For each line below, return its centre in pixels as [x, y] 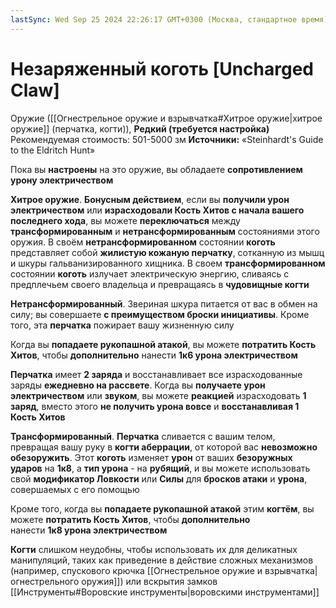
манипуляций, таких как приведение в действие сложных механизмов [162, 560]
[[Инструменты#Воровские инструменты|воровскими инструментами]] [165, 592]
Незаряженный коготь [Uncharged [162, 68]
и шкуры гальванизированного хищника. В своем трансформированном [168, 263]
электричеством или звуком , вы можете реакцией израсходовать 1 [158, 395]
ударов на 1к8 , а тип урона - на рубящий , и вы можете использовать [160, 468]
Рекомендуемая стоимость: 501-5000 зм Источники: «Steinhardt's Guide [167, 139]
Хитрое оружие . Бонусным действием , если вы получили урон [150, 199]
